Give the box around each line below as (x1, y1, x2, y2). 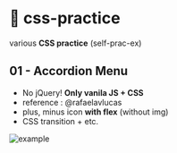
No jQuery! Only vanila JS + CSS (21, 87, 145, 98)
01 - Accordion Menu (9, 64, 128, 79)
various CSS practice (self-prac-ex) (9, 38, 142, 48)
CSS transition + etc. (21, 115, 99, 126)
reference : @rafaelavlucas (21, 97, 122, 107)
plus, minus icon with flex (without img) (21, 106, 169, 117)
